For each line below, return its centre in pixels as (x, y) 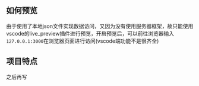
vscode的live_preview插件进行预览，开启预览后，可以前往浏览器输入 (90, 33)
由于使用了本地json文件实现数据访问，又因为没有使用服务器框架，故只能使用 (100, 26)
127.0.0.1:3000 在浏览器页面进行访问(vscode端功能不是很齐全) (83, 41)
